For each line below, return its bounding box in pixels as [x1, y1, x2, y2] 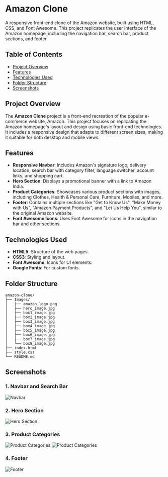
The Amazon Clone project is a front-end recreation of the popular [5, 113, 144, 119]
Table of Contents [5, 50, 63, 59]
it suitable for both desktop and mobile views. [5, 134, 100, 140]
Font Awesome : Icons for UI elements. [12, 259, 93, 265]
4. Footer [5, 455, 28, 462]
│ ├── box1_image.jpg [5, 310, 55, 315]
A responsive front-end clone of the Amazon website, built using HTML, [5, 20, 154, 26]
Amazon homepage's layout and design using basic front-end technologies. [5, 124, 162, 130]
